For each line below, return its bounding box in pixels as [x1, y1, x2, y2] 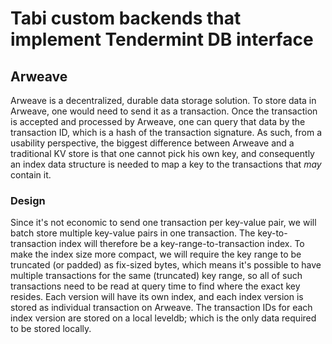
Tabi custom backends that [10, 7, 242, 30]
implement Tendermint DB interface [10, 28, 314, 51]
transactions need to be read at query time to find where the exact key [10, 280, 301, 292]
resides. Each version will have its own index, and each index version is [10, 291, 304, 303]
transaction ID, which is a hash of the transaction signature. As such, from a [10, 127, 323, 138]
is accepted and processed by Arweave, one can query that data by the [10, 116, 306, 127]
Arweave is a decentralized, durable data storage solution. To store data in [10, 95, 317, 106]
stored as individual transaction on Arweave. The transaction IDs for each [10, 302, 313, 314]
